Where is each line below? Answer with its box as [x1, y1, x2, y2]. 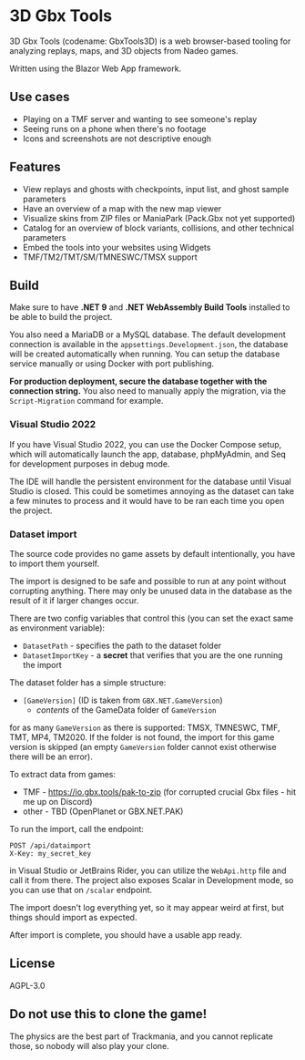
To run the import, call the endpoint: [9, 823, 144, 834]
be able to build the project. [9, 312, 113, 323]
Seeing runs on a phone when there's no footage [22, 123, 207, 134]
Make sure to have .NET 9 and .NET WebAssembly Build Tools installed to [9, 302, 290, 313]
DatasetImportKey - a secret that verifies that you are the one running [22, 649, 284, 661]
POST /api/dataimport [9, 840, 92, 850]
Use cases [9, 89, 70, 105]
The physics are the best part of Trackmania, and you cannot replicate [9, 1031, 273, 1042]
